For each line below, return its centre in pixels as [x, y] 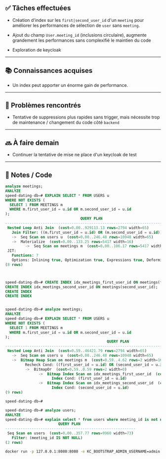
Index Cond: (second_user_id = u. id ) [90, 388]
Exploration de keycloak [37, 50]
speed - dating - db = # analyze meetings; [44, 309]
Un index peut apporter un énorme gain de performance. [70, 85]
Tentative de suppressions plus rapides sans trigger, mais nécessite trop [86, 117]
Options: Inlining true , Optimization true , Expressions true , [78, 260]
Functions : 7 [25, 256]
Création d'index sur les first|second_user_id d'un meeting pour [78, 20]
